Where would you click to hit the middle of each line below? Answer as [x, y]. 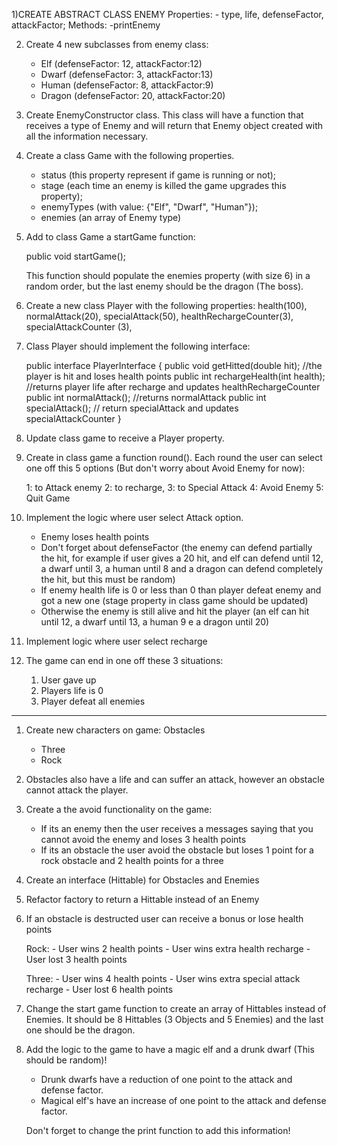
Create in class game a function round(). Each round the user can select [174, 457]
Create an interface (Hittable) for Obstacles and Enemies [142, 880]
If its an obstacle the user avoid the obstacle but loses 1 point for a [177, 850]
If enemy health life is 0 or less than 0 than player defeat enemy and [181, 590]
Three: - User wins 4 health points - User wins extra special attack [163, 978]
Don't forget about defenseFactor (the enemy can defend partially [176, 547]
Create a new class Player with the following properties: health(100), [166, 305]
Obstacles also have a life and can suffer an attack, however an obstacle [175, 779]
